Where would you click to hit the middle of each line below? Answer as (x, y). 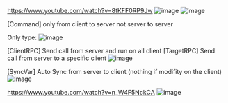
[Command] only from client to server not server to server (90, 24)
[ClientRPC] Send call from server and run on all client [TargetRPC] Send (111, 51)
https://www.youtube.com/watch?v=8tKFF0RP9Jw (80, 11)
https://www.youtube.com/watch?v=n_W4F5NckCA (81, 92)
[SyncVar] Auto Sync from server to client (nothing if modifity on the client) (115, 72)
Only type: (22, 37)
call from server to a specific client (57, 58)
